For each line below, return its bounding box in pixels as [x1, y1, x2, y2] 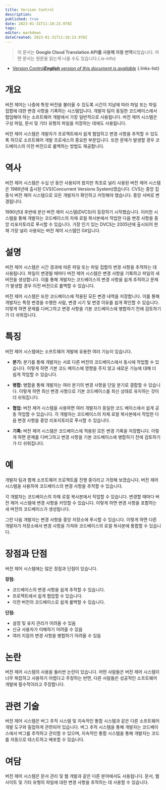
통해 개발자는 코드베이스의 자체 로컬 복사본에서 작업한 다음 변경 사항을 [18, 215, 154, 221]
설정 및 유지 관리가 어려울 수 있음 [12, 620, 76, 626]
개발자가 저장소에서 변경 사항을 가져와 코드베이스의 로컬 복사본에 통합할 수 [5, 523, 148, 528]
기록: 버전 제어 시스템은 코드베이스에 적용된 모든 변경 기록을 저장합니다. [12, 428, 150, 434]
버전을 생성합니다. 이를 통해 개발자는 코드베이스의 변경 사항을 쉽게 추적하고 [5, 276, 150, 282]
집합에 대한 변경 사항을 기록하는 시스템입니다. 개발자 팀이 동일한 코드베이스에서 [5, 108, 158, 114]
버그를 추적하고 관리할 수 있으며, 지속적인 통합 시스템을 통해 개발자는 [18, 730, 151, 736]
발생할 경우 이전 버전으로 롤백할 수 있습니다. [10, 282, 95, 288]
